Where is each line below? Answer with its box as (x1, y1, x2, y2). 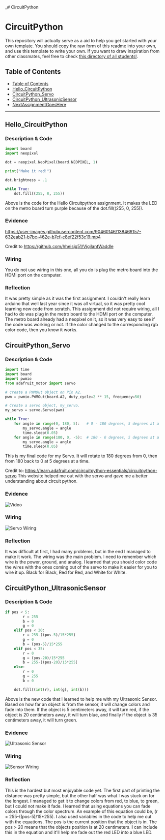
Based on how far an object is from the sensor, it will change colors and (5, 701, 150, 707)
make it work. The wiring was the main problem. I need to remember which (5, 554, 157, 560)
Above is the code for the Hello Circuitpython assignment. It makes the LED (5, 200, 158, 206)
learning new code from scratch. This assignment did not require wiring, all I (5, 306, 160, 312)
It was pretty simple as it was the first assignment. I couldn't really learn (5, 295, 151, 302)
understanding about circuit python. (5, 478, 78, 484)
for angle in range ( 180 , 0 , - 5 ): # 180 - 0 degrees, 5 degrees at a (14, 435, 160, 440)
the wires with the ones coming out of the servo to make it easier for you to (5, 564, 157, 570)
